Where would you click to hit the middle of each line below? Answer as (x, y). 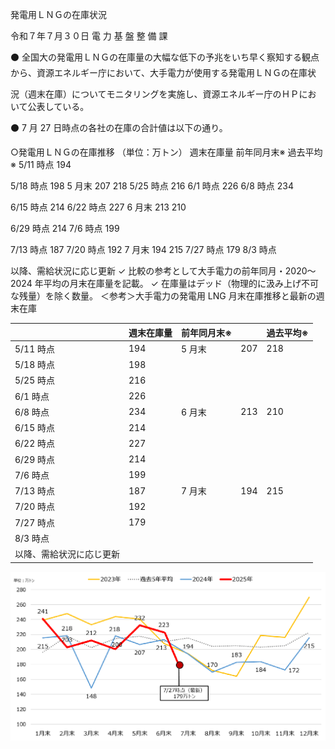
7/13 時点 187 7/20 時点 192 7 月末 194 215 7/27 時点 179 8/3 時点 (143, 249)
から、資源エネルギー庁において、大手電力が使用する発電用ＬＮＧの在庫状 (163, 72)
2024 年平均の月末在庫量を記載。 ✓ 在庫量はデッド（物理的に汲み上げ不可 (164, 283)
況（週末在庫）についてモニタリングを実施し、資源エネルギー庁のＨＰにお (163, 94)
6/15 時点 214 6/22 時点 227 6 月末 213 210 (98, 207)
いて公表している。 (50, 106)
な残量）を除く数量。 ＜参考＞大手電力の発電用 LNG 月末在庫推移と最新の (163, 296)
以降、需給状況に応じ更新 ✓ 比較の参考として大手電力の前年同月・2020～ (163, 271)
